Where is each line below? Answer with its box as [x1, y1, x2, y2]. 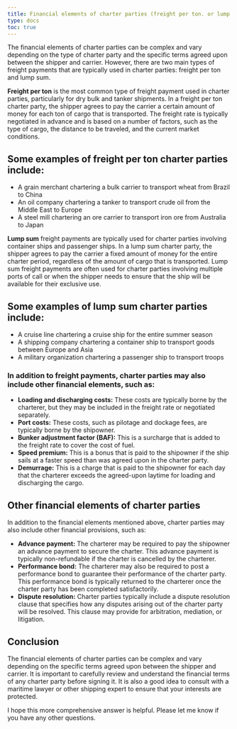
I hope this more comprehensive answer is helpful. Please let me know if [7, 706, 219, 714]
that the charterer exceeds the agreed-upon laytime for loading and [17, 471, 216, 480]
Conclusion [7, 635, 60, 647]
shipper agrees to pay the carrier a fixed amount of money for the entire [7, 249, 218, 258]
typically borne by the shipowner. [17, 426, 116, 434]
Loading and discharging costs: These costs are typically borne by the [17, 396, 227, 404]
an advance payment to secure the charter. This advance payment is [17, 547, 219, 556]
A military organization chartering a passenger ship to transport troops [17, 353, 224, 361]
